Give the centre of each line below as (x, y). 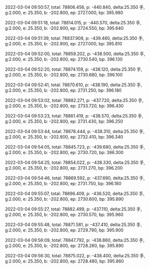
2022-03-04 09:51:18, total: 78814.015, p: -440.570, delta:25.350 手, (73, 23)
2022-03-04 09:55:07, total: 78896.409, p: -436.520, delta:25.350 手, (75, 193)
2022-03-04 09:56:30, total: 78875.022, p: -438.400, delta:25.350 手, (75, 256)
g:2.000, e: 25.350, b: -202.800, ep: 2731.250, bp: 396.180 (63, 90)
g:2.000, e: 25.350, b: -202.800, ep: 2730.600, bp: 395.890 (64, 199)
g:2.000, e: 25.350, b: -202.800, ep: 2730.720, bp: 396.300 (64, 152)
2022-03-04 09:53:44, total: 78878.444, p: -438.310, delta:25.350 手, (75, 131)
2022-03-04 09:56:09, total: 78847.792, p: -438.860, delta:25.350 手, (75, 240)
